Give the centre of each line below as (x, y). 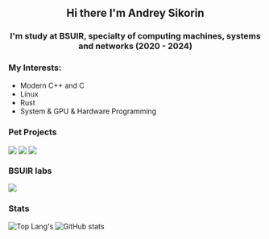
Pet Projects (33, 132)
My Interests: (35, 68)
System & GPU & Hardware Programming (88, 111)
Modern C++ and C (52, 85)
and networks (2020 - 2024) (135, 46)
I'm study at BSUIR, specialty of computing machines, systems (135, 36)
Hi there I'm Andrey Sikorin (135, 13)
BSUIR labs (30, 171)
